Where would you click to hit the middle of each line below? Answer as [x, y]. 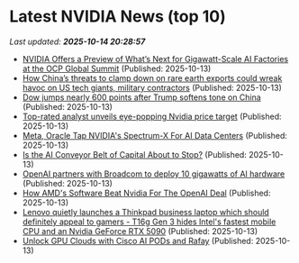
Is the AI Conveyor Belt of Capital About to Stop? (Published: [135, 154]
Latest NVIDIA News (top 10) [118, 17]
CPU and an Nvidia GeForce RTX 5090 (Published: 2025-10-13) [140, 231]
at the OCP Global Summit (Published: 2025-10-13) [117, 68]
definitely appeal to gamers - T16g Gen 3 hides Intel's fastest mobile [149, 222]
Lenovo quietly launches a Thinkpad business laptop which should [146, 212]
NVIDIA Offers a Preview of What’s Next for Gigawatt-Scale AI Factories [155, 59]
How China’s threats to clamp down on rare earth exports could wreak [152, 77]
